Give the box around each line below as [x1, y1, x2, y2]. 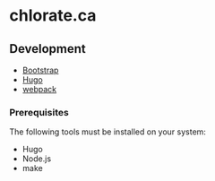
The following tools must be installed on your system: [9, 126, 206, 137]
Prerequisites [9, 106, 69, 118]
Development [9, 41, 87, 56]
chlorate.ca [9, 5, 97, 26]
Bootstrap [21, 65, 59, 75]
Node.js [21, 153, 52, 164]
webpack [21, 84, 56, 94]
